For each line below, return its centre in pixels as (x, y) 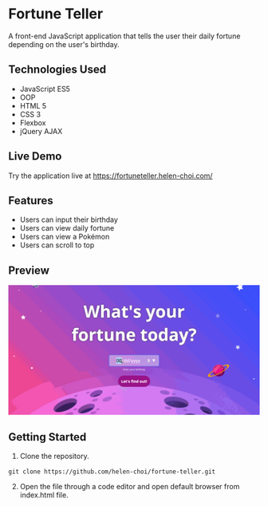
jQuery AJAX (41, 131)
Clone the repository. (54, 457)
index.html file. (44, 495)
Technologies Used (57, 70)
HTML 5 (33, 105)
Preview (29, 270)
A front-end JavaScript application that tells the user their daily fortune (124, 36)
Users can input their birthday (69, 219)
